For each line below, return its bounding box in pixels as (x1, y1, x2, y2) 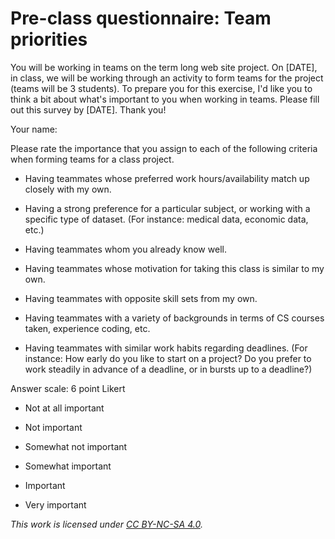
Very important (24, 498, 87, 511)
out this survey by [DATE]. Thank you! (10, 103, 167, 116)
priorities (10, 28, 88, 51)
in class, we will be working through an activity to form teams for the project (10, 72, 324, 84)
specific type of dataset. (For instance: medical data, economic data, (24, 213, 309, 225)
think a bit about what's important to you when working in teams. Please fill (10, 93, 320, 105)
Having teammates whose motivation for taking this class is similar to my (24, 262, 325, 274)
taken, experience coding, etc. (24, 322, 151, 334)
